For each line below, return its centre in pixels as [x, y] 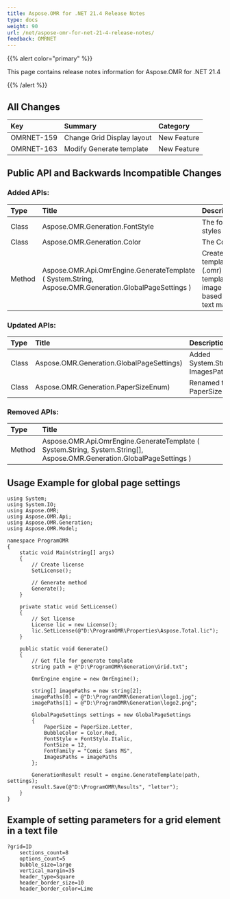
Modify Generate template [106, 148]
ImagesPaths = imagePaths [80, 757]
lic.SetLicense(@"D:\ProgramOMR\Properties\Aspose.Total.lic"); [125, 631]
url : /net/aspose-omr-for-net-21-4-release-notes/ [81, 33]
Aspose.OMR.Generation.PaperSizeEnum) [103, 387]
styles [211, 231]
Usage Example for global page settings [94, 482]
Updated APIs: [31, 325]
